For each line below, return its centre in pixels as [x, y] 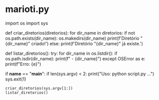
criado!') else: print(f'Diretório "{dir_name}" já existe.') [87, 43]
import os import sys [27, 23]
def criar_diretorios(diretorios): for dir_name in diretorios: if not [70, 33]
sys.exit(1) [16, 79]
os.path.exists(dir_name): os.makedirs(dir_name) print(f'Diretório [72, 38]
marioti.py [27, 9]
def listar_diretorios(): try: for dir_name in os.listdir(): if [61, 53]
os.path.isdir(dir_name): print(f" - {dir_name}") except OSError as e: [75, 58]
